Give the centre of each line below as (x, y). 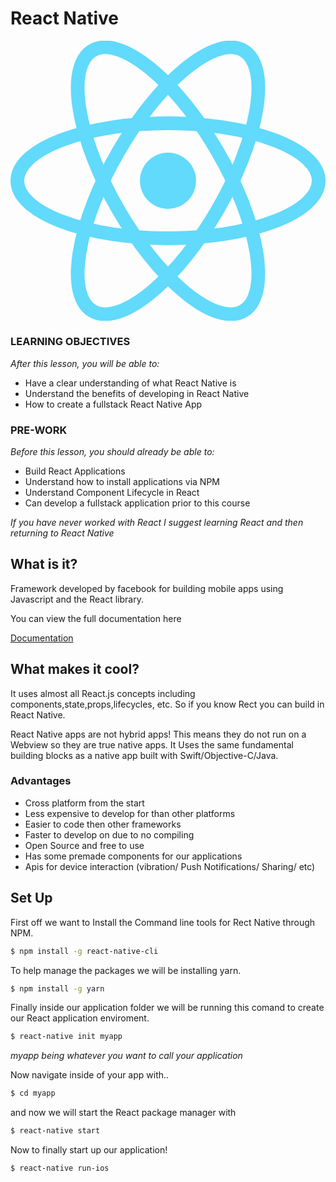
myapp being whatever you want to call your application (126, 1056)
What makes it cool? (75, 669)
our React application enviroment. (80, 1018)
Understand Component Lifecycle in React (112, 492)
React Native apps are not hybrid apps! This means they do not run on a (158, 734)
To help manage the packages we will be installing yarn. (126, 970)
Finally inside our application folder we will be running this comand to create (167, 1008)
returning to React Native (62, 533)
